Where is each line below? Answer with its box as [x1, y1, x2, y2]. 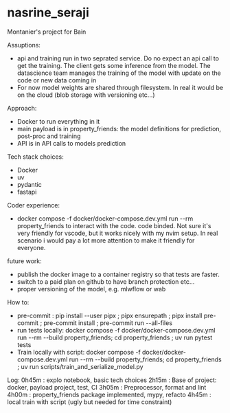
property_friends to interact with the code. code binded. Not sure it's [16, 221, 211, 230]
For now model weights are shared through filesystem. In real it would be [16, 83, 224, 91]
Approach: [7, 104, 37, 112]
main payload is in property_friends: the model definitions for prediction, [16, 124, 222, 133]
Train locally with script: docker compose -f [16, 348, 141, 356]
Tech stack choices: [7, 153, 64, 161]
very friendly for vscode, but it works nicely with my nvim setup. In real [16, 229, 218, 237]
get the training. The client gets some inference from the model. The [16, 61, 211, 69]
